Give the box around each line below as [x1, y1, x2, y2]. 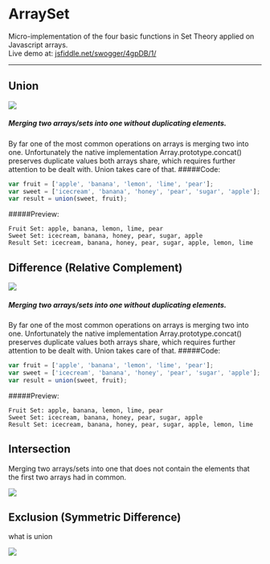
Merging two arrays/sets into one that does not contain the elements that [8, 464, 251, 473]
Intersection [8, 443, 71, 456]
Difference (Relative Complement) [8, 260, 183, 274]
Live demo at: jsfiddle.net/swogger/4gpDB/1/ [8, 48, 157, 58]
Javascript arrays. [8, 39, 68, 49]
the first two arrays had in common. [8, 472, 127, 482]
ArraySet [8, 5, 70, 23]
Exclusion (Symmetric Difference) [8, 510, 182, 524]
